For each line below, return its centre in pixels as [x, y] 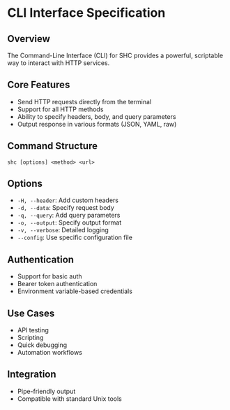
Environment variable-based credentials [75, 291]
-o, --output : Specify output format [69, 222]
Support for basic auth [49, 276]
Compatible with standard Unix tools [69, 398]
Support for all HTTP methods [60, 109]
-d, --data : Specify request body [66, 208]
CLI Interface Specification [86, 13]
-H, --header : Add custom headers [68, 200]
